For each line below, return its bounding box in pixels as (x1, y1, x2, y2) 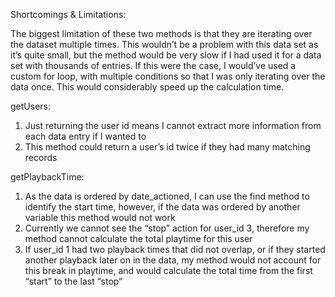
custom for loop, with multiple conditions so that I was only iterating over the (10, 70, 326, 82)
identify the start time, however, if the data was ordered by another (24, 201, 301, 213)
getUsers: (10, 100, 51, 112)
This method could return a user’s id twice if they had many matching (24, 141, 311, 153)
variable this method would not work (24, 212, 176, 223)
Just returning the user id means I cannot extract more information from (24, 120, 322, 131)
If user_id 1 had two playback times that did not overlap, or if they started (24, 244, 326, 255)
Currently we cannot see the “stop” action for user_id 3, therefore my (24, 222, 310, 234)
